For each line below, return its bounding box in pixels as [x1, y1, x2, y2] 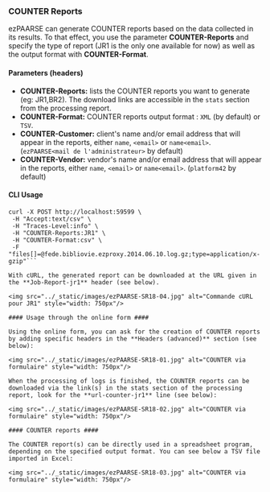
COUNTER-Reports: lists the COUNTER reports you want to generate [19, 86, 251, 96]
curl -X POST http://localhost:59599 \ [8, 208, 142, 216]
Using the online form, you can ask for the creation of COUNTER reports [8, 328, 261, 336]
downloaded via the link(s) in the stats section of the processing [8, 384, 243, 392]
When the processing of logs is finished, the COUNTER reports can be [8, 377, 250, 385]
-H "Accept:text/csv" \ [11, 215, 92, 223]
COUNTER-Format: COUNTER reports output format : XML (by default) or [19, 111, 261, 122]
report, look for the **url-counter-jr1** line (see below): [8, 391, 218, 399]
